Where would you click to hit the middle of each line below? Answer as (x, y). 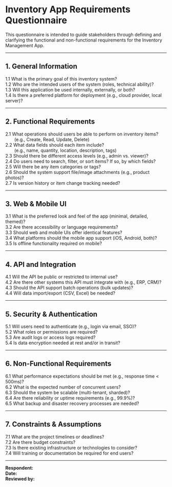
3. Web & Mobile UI (36, 204)
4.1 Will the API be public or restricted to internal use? (61, 277)
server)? (14, 101)
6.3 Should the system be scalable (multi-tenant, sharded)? (68, 392)
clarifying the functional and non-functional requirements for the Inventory (84, 40)
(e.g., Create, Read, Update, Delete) (52, 139)
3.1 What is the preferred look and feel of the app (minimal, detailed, (77, 216)
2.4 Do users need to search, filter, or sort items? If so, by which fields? (81, 161)
